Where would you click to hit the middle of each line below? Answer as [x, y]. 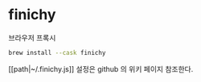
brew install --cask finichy [57, 53]
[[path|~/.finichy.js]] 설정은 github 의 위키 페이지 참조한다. [101, 68]
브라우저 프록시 [32, 37]
